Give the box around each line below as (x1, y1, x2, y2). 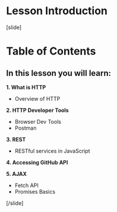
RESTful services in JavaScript (14, 147, 90, 155)
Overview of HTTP (14, 95, 61, 102)
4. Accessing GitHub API (6, 159, 68, 166)
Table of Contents (6, 44, 96, 58)
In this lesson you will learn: (6, 68, 112, 78)
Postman (14, 124, 37, 131)
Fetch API (14, 182, 39, 189)
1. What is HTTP (6, 83, 46, 91)
